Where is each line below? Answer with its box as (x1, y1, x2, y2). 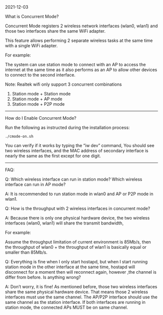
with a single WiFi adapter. (5, 43, 58, 48)
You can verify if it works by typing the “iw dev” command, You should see (5, 143, 154, 148)
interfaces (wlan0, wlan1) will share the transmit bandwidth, (5, 220, 124, 226)
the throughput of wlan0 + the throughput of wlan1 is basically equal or (5, 244, 147, 250)
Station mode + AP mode (12, 96, 63, 102)
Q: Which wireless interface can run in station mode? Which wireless (5, 176, 142, 182)
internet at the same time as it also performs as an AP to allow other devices (5, 67, 158, 73)
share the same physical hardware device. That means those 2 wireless (5, 289, 148, 295)
